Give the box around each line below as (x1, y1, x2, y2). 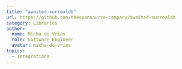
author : (6, 25, 26, 32)
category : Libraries (6, 20, 58, 26)
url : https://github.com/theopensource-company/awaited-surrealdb (6, 14, 176, 20)
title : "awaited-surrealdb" (6, 8, 77, 15)
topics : (6, 48, 26, 54)
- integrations (11, 53, 50, 59)
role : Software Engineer (11, 37, 74, 43)
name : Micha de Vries (11, 31, 66, 37)
